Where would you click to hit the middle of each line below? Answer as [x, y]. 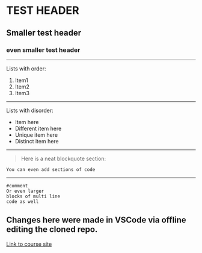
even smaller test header [43, 50]
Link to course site [29, 244]
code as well [23, 201]
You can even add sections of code [51, 169]
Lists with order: [26, 68]
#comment [17, 186]
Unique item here [36, 135]
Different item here [38, 128]
